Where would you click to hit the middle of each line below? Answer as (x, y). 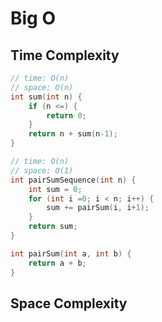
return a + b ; (57, 263)
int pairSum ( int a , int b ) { (71, 253)
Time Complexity (65, 55)
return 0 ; (66, 115)
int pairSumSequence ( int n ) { (73, 180)
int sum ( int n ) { (46, 97)
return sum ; (53, 227)
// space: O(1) (42, 170)
